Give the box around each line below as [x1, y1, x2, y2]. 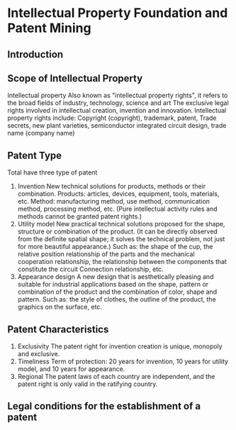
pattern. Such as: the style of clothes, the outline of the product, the [17, 295, 216, 304]
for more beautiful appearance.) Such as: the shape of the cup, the [17, 243, 213, 251]
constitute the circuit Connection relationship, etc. [17, 265, 164, 274]
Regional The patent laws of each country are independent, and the [17, 373, 215, 381]
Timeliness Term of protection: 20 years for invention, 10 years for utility [17, 357, 229, 366]
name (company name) [7, 129, 76, 138]
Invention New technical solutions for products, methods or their [17, 182, 206, 191]
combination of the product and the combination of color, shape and [17, 287, 218, 296]
